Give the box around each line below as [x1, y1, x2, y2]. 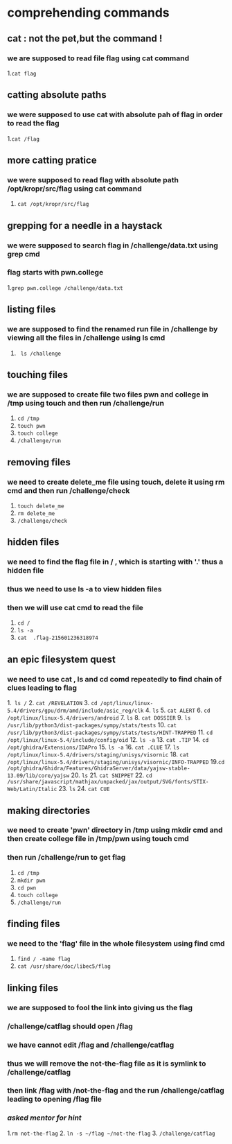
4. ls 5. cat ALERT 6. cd [145, 706, 211, 715]
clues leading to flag [7, 683, 78, 693]
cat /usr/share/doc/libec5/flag [17, 963, 111, 970]
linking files [7, 982, 59, 994]
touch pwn [17, 423, 46, 430]
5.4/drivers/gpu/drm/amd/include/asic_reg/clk [7, 707, 144, 715]
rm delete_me [17, 510, 55, 517]
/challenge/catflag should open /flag [7, 1021, 133, 1031]
